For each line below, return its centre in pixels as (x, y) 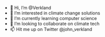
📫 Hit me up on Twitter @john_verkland (51, 29)
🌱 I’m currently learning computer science (53, 18)
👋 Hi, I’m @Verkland (30, 8)
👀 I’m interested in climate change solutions (55, 13)
